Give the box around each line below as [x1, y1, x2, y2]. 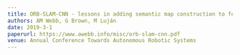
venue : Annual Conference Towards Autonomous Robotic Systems [7, 37, 196, 44]
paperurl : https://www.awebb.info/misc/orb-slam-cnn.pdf [7, 30, 181, 38]
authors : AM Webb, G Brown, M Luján [7, 17, 116, 24]
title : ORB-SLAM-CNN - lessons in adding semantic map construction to [7, 10, 225, 18]
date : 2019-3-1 [7, 24, 53, 31]
